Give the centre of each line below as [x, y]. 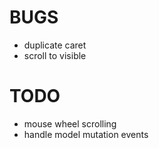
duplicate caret [55, 45]
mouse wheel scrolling [70, 123]
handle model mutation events [86, 134]
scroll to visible [55, 55]
